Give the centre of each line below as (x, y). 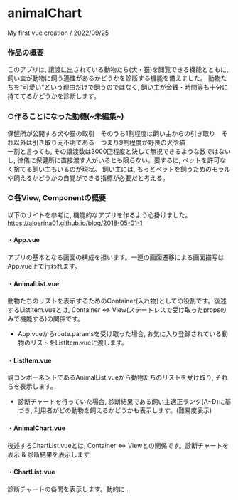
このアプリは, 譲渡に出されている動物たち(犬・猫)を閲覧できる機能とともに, (118, 70)
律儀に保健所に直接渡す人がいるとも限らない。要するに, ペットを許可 (118, 160)
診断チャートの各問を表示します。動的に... (69, 489)
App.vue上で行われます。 (44, 266)
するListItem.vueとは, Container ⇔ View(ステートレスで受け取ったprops (114, 310)
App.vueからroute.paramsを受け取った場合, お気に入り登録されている (120, 334)
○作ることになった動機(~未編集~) (66, 117)
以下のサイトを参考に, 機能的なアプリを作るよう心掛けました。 (99, 214)
